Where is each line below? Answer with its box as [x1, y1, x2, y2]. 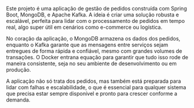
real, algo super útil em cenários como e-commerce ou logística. [6, 23, 163, 31]
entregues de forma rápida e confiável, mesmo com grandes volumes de [6, 48, 182, 55]
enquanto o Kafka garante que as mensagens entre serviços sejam [6, 41, 169, 48]
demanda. [6, 96, 31, 103]
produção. [6, 66, 31, 73]
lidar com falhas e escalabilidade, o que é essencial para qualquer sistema [6, 84, 186, 90]
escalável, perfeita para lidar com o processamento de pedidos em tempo [6, 18, 185, 24]
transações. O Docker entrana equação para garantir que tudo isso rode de [6, 54, 189, 60]
